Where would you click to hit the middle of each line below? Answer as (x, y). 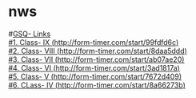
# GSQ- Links (30, 34)
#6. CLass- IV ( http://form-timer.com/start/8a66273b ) (97, 85)
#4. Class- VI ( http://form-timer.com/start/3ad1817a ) (94, 67)
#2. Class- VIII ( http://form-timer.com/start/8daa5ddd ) (98, 51)
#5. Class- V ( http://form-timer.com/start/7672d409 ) (95, 76)
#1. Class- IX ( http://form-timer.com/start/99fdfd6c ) (94, 42)
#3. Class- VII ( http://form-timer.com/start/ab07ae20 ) (96, 59)
